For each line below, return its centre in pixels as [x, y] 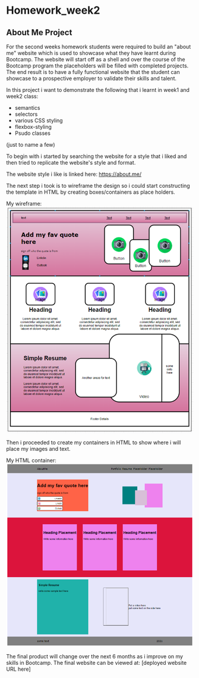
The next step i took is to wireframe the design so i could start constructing [98, 186]
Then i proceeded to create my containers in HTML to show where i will [94, 442]
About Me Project [39, 32]
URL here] [18, 669]
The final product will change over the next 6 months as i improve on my [94, 657]
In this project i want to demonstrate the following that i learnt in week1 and [98, 90]
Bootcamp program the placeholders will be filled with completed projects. [97, 66]
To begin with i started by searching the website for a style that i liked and [97, 156]
